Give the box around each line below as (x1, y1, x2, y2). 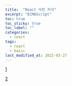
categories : (5, 30, 30, 35)
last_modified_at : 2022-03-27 (5, 53, 68, 58)
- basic (9, 48, 26, 53)
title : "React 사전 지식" (5, 7, 57, 12)
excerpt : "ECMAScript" (5, 12, 52, 17)
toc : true (5, 16, 26, 21)
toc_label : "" (5, 26, 35, 30)
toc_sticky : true (5, 21, 41, 26)
